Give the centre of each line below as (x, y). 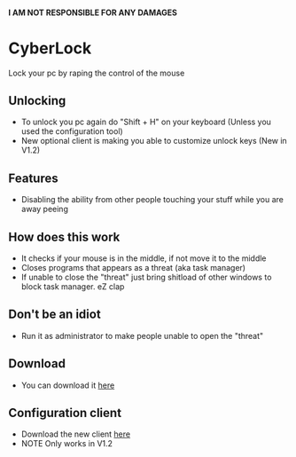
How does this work (64, 236)
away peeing (44, 209)
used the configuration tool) (72, 131)
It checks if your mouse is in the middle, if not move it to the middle (144, 258)
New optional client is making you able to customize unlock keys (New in (154, 141)
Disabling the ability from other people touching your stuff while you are (152, 200)
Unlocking (37, 101)
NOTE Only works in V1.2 (66, 444)
